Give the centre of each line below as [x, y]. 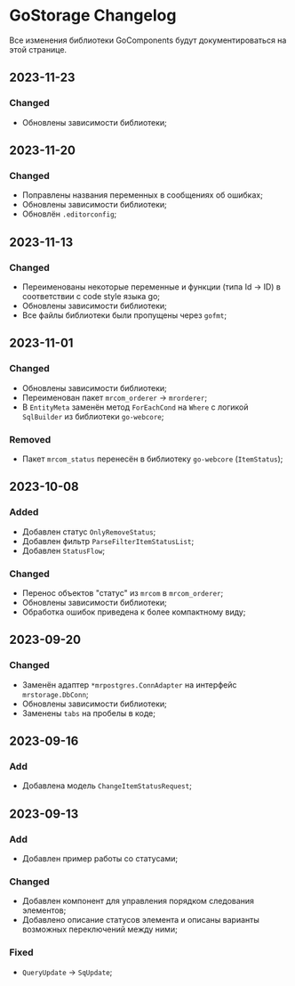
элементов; [44, 910]
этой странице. [38, 49]
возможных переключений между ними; [100, 929]
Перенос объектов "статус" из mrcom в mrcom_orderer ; [123, 592]
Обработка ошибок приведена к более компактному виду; [134, 612]
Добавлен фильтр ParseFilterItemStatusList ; [108, 541]
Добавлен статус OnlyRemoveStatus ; [89, 532]
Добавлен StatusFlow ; [63, 550]
